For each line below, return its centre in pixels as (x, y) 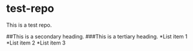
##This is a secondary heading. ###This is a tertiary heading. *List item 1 (97, 36)
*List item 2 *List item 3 (36, 43)
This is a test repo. (29, 25)
